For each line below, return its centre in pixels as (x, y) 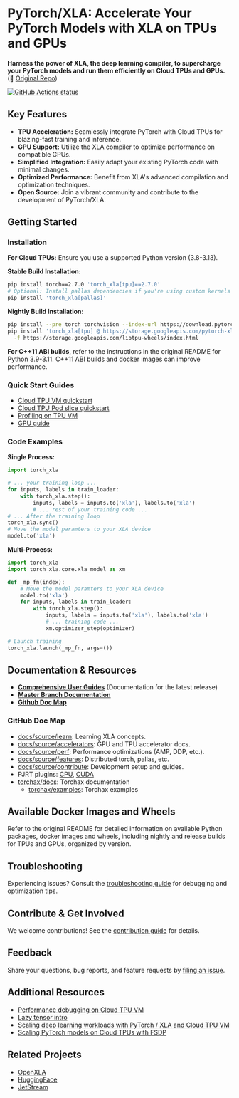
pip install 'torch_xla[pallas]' (57, 298)
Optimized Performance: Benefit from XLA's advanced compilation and (123, 177)
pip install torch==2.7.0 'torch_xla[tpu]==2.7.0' (84, 285)
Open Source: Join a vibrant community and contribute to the (108, 192)
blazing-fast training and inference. (69, 139)
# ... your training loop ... (52, 483)
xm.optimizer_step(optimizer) (90, 628)
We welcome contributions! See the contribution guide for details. (104, 931)
